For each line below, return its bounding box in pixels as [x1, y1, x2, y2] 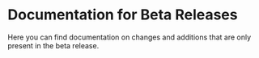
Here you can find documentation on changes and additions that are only [7, 32, 252, 42]
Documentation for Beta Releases [7, 6, 238, 24]
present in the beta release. [7, 40, 100, 50]
